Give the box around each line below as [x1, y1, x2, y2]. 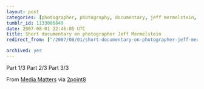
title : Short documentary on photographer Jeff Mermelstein [6, 31, 162, 37]
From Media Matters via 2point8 [6, 76, 86, 83]
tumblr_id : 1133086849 [6, 20, 64, 26]
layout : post [6, 8, 39, 15]
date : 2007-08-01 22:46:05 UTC [6, 25, 86, 32]
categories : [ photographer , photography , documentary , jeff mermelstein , [6, 14, 197, 20]
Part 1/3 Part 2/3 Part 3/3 [6, 64, 69, 71]
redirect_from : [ [6, 37, 50, 43]
